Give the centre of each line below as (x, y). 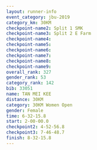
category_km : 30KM (29, 22)
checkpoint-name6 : (29, 50)
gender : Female (25, 110)
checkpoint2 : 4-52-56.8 (35, 127)
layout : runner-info (32, 12)
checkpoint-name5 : (29, 45)
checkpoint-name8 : (29, 61)
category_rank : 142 (30, 83)
